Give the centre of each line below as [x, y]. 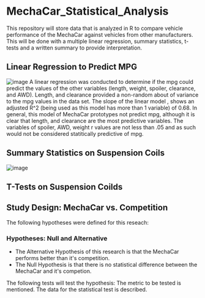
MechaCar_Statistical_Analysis [88, 11]
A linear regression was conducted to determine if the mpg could [112, 81]
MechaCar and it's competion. [53, 271]
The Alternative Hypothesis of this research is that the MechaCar [97, 251]
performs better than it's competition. [62, 258]
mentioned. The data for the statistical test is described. [77, 289]
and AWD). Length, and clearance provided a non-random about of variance [102, 95]
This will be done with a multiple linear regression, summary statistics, [95, 41]
